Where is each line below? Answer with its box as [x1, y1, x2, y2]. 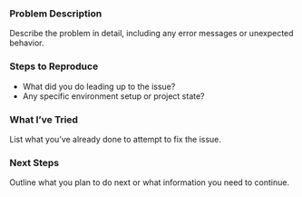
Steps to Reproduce [9, 60, 99, 73]
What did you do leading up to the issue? [22, 81, 176, 92]
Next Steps [9, 156, 60, 169]
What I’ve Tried [9, 113, 79, 125]
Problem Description [9, 7, 102, 20]
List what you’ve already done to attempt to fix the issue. [9, 133, 222, 144]
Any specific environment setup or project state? [22, 90, 206, 102]
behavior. [9, 37, 44, 48]
